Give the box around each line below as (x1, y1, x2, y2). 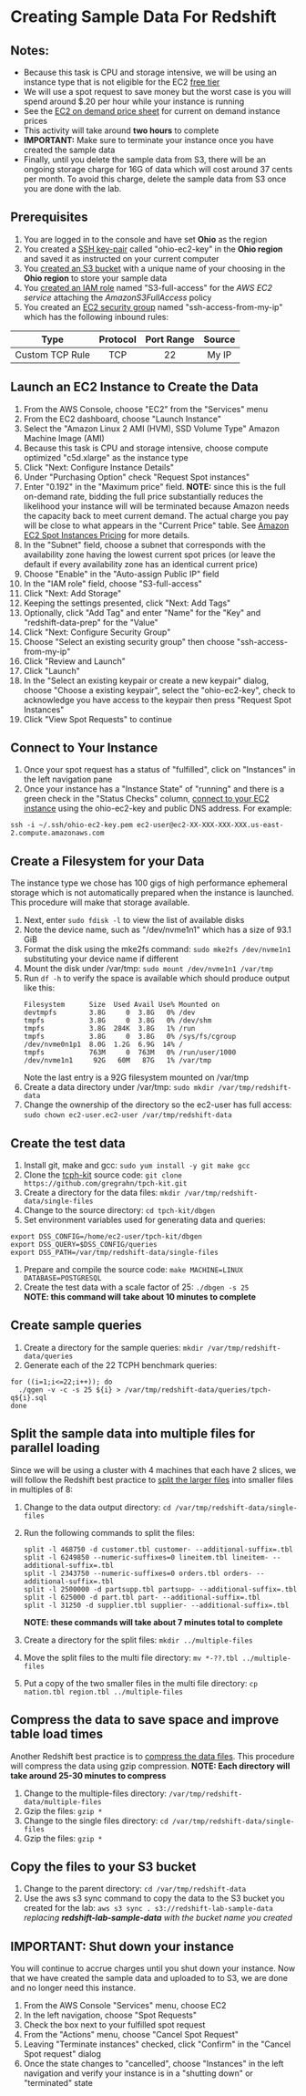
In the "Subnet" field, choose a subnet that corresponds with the (23, 539, 267, 550)
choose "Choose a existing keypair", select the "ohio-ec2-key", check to (23, 684, 296, 695)
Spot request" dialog (23, 2049, 102, 2060)
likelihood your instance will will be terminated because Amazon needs (23, 500, 290, 512)
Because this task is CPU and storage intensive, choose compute (23, 442, 269, 453)
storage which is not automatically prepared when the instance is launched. (10, 887, 294, 898)
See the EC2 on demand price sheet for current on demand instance (23, 106, 280, 116)
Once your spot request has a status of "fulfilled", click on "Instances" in (23, 764, 296, 775)
